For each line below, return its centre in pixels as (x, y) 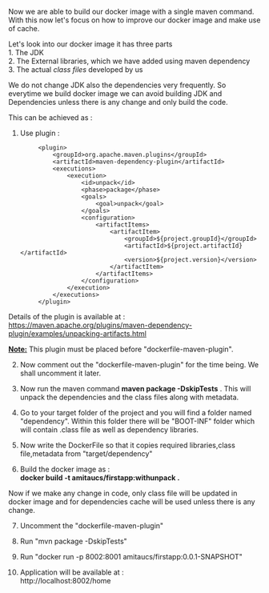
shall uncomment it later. (60, 373)
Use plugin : (40, 133)
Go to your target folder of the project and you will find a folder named (136, 413)
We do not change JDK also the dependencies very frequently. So (117, 85)
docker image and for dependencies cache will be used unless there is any (132, 502)
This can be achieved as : (50, 118)
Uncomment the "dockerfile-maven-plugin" (92, 526)
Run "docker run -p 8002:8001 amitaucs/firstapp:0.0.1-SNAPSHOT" (131, 557)
